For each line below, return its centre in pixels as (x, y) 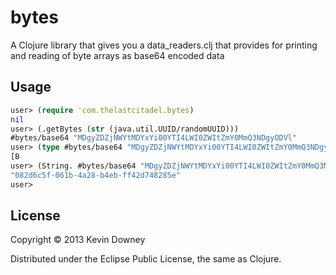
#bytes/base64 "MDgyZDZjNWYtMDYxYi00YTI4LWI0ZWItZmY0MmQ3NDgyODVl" (154, 138)
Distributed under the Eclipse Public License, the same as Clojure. (146, 259)
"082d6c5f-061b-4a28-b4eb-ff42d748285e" (96, 175)
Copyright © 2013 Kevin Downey (78, 240)
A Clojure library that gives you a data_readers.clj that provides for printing (164, 45)
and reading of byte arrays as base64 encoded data (117, 55)
